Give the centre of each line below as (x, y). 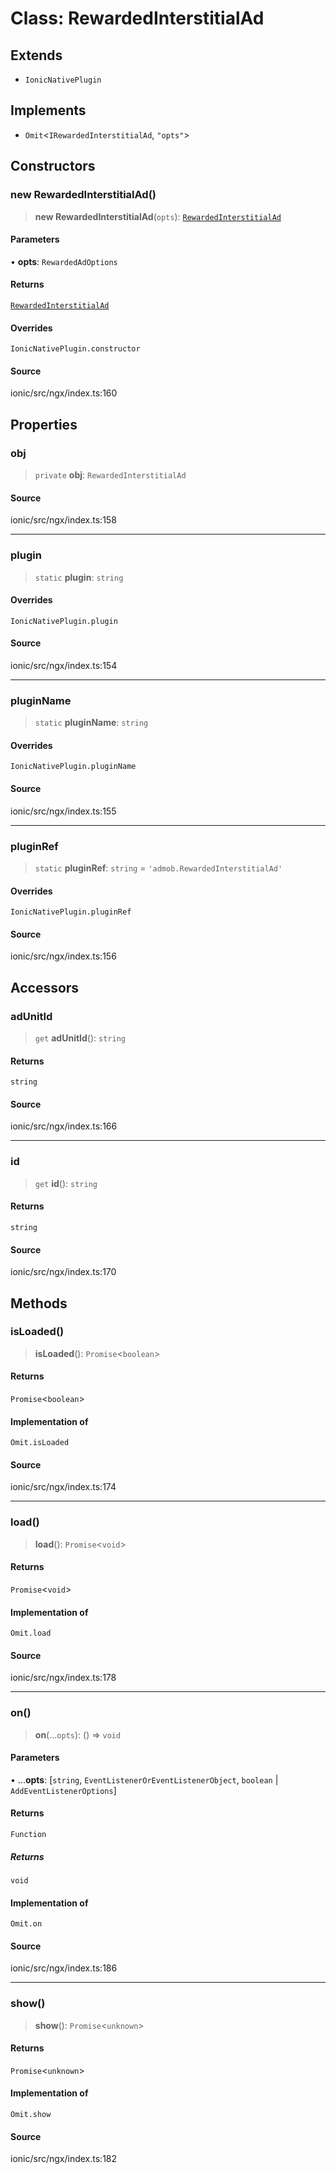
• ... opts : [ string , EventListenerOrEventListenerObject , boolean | (144, 1779)
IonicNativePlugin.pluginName (73, 767)
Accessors (45, 987)
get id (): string (66, 1183)
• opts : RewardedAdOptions (64, 261)
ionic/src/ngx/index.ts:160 (64, 393)
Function (28, 1835)
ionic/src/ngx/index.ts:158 (63, 520)
